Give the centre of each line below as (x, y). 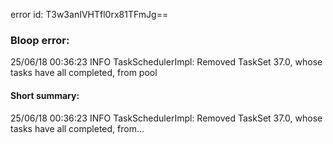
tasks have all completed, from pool (84, 73)
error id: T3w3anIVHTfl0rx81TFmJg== (89, 14)
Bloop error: (40, 40)
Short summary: (45, 95)
